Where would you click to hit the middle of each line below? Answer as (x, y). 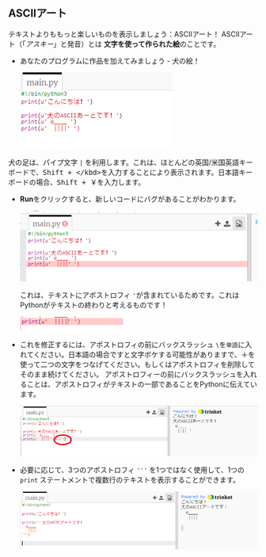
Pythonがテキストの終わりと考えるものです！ (93, 305)
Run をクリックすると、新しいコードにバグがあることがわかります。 (130, 199)
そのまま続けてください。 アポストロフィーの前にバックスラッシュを (131, 374)
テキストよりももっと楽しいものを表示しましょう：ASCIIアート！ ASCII (124, 34)
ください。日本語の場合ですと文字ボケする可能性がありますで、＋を (144, 354)
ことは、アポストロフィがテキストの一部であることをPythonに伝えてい (142, 384)
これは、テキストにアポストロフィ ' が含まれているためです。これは (129, 295)
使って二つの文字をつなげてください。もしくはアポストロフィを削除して (137, 364)
